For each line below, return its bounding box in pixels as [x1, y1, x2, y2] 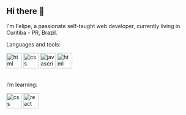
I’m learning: [6, 81, 38, 88]
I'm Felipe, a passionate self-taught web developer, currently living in [6, 22, 180, 29]
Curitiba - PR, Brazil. [6, 29, 58, 36]
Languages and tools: [6, 40, 61, 48]
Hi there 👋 [6, 6, 45, 17]
